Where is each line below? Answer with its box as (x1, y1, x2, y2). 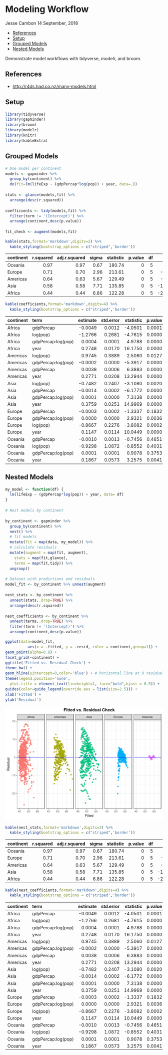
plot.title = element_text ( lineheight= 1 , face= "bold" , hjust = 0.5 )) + (9, 681, 160, 687)
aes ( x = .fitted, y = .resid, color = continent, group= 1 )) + (27, 644, 157, 649)
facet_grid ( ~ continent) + (5, 655, 59, 660)
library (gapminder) (5, 117, 46, 122)
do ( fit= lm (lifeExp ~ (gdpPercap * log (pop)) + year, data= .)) (9, 182, 137, 187)
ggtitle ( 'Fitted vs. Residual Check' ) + (5, 660, 91, 665)
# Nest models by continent (5, 508, 64, 513)
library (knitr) (5, 133, 37, 138)
